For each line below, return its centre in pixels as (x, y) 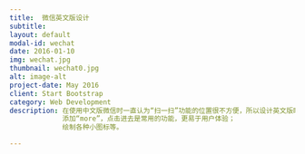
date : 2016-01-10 (42, 52)
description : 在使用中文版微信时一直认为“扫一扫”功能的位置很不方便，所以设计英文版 (151, 111)
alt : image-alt (38, 77)
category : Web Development (60, 102)
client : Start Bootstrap (56, 93)
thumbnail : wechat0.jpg (54, 69)
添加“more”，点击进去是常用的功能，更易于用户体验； (149, 119)
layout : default (40, 34)
